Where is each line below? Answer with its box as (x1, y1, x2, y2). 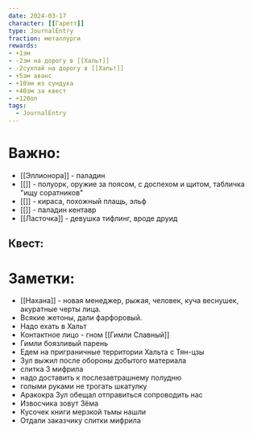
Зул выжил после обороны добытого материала (19, 356, 187, 365)
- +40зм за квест (8, 86, 67, 95)
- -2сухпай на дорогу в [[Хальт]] (8, 65, 125, 73)
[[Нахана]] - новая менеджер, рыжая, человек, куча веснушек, (19, 296, 239, 306)
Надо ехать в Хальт (19, 322, 87, 331)
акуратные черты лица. (19, 304, 102, 314)
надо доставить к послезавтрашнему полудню (19, 373, 182, 383)
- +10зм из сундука (8, 79, 74, 87)
